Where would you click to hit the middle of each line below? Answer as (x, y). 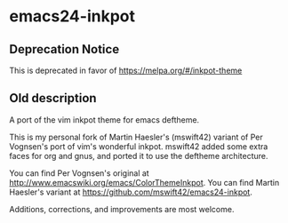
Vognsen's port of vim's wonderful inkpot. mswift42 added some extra (139, 146)
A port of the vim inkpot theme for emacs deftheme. (104, 119)
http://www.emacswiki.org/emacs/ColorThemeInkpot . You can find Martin (144, 182)
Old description (53, 98)
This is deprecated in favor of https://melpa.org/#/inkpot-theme (126, 70)
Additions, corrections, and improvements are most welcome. (122, 209)
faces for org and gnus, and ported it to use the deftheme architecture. (139, 155)
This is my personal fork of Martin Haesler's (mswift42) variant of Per (136, 137)
